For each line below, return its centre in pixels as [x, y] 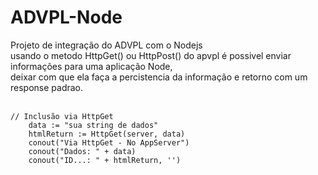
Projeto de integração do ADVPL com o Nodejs [106, 45]
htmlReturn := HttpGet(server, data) [107, 134]
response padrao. [47, 87]
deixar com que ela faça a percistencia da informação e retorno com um [159, 77]
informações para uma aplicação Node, [91, 66]
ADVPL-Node [66, 17]
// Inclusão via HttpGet [62, 116]
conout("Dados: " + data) [82, 151]
